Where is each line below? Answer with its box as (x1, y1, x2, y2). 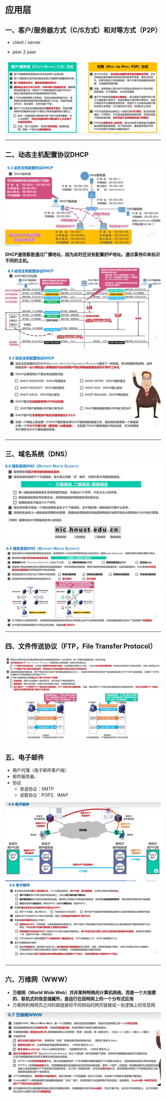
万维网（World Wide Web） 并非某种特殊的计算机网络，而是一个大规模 (12, 989, 156, 995)
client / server (12, 39, 41, 45)
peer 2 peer (12, 49, 37, 55)
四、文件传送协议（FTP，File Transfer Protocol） (5, 642, 157, 650)
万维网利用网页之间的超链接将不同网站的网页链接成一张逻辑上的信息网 (12, 1002, 156, 1008)
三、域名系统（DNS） (5, 450, 71, 459)
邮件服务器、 (12, 774, 39, 780)
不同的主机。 (5, 258, 31, 264)
